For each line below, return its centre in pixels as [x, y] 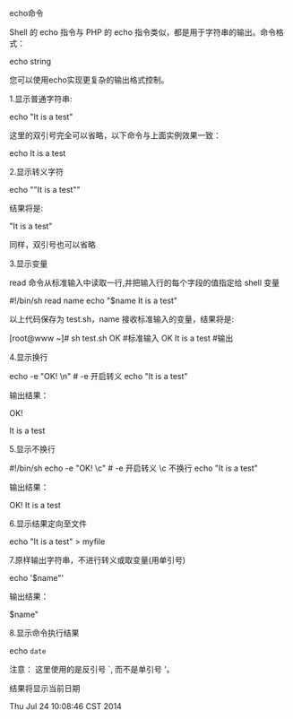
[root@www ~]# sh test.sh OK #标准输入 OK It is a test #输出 [121, 338]
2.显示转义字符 [37, 172]
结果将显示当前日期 [45, 688]
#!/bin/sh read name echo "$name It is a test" [93, 300]
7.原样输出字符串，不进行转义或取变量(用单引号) [98, 560]
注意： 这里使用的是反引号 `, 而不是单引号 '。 [92, 669]
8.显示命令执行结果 [44, 633]
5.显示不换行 [32, 449]
